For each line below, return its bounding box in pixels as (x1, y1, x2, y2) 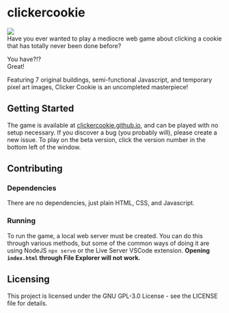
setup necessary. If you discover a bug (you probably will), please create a (7, 128, 217, 137)
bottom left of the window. (7, 143, 81, 151)
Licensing (7, 273, 50, 286)
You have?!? (7, 55, 42, 63)
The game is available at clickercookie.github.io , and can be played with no (7, 121, 219, 129)
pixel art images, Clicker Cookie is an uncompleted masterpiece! (7, 82, 189, 91)
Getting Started (7, 103, 75, 115)
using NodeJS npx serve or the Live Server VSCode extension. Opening (7, 246, 211, 255)
